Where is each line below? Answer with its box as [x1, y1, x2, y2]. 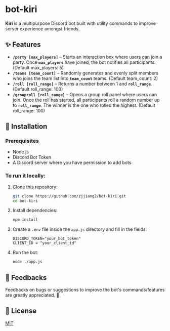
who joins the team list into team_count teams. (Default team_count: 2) [12, 75, 158, 81]
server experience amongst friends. [5, 25, 80, 31]
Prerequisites [5, 138, 39, 145]
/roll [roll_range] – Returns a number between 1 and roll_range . [12, 80, 153, 87]
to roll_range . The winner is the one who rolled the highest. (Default [12, 102, 155, 108]
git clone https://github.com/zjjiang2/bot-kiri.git [12, 193, 126, 198]
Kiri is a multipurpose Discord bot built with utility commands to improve [5, 20, 156, 26]
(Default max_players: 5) [12, 64, 64, 70]
